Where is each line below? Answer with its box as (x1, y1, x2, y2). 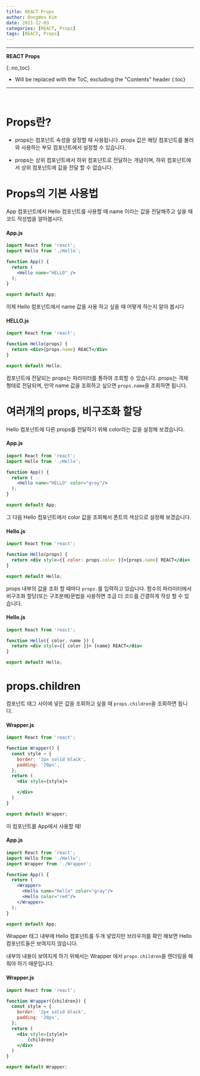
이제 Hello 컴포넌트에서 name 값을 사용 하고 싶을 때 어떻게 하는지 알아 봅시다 (6, 303, 185, 310)
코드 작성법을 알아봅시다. (6, 215, 64, 222)
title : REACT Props (6, 8, 55, 15)
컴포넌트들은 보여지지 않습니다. (6, 940, 79, 947)
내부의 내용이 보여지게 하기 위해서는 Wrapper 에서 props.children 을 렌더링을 (6, 953, 187, 960)
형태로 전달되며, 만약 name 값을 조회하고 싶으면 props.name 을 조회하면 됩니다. (6, 381, 187, 389)
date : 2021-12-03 (6, 20, 49, 26)
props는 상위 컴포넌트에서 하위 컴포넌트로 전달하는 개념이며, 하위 (14, 157, 166, 164)
